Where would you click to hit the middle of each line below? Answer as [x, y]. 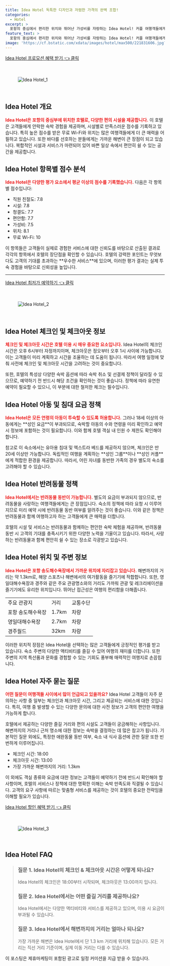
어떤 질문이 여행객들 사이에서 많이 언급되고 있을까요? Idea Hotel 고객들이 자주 [81, 694]
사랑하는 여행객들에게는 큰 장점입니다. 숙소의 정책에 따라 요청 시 [85, 503]
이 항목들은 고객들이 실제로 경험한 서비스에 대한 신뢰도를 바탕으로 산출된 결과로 [83, 248]
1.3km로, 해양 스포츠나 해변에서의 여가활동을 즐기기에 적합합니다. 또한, [89, 577]
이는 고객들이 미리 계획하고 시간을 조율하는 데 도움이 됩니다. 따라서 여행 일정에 [82, 357]
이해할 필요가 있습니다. [28, 797]
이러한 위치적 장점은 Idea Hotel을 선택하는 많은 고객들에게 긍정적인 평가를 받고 [83, 644]
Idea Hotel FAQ [29, 855]
